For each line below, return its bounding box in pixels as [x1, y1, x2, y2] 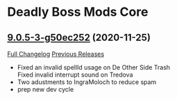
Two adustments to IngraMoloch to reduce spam [17, 78, 157, 86]
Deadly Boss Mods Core [7, 4, 149, 20]
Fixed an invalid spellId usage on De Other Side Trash [17, 63, 171, 71]
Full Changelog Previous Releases [7, 50, 105, 58]
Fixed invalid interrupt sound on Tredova [17, 70, 133, 79]
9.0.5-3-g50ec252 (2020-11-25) [7, 32, 151, 43]
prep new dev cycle [17, 86, 74, 93]
